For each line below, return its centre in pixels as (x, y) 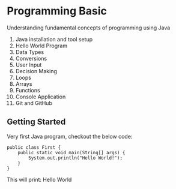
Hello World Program (41, 46)
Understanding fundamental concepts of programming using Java (89, 28)
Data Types (30, 52)
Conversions (31, 58)
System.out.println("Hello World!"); (75, 158)
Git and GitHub (34, 103)
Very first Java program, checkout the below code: (70, 136)
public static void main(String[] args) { (71, 152)
